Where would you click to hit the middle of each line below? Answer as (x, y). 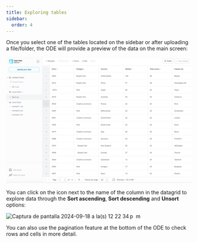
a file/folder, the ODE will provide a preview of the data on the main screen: (97, 49)
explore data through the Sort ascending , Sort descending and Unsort (93, 198)
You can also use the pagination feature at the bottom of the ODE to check (96, 227)
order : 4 (22, 25)
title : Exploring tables (36, 12)
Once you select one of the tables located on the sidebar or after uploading (97, 42)
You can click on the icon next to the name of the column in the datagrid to (96, 192)
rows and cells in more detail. (42, 234)
